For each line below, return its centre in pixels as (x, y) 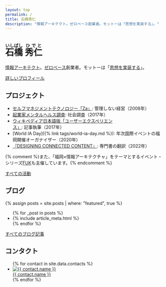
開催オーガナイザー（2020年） (49, 140)
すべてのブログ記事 (25, 234)
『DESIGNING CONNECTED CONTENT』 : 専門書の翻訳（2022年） (81, 146)
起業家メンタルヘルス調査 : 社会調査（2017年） (60, 115)
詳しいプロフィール (25, 78)
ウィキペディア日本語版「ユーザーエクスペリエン (62, 121)
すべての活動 (18, 174)
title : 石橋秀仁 (20, 19)
